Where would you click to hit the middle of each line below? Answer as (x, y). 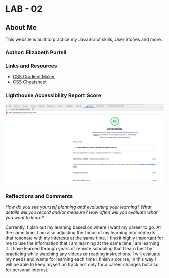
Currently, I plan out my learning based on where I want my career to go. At (83, 227)
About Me (21, 27)
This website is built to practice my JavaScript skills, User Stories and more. (84, 39)
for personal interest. (27, 270)
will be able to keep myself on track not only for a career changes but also (82, 265)
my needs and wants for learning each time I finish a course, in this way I (81, 259)
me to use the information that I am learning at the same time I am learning (82, 243)
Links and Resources (31, 66)
